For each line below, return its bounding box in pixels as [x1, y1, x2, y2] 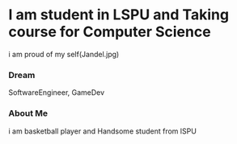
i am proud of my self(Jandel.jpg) [8, 49, 120, 59]
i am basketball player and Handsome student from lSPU [8, 126, 197, 136]
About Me [8, 108, 49, 119]
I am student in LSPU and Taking [8, 6, 229, 24]
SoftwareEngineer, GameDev [8, 88, 105, 97]
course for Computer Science [8, 23, 212, 41]
